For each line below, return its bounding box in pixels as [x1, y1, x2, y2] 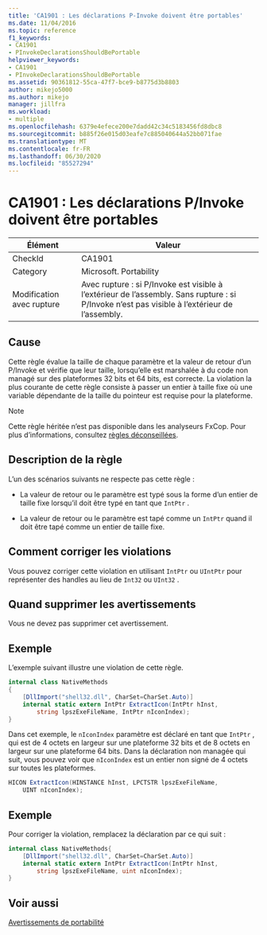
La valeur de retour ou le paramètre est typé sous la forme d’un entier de [19, 489, 258, 499]
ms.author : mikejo [8, 93, 69, 101]
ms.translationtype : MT [8, 137, 87, 146]
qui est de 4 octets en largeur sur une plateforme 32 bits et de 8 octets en [8, 738, 250, 748]
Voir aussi [8, 896, 59, 910]
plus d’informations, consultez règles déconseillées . [8, 430, 179, 439]
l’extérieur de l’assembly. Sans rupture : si [80, 289, 237, 300]
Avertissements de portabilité [8, 917, 105, 927]
